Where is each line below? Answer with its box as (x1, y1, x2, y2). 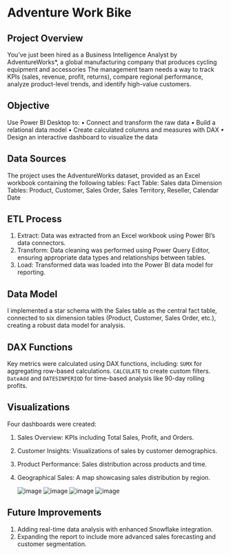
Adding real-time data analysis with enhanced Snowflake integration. (17, 525, 214, 533)
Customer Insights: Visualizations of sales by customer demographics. (17, 447, 218, 455)
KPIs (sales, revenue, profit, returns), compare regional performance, (7, 72, 203, 81)
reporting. (17, 268, 46, 277)
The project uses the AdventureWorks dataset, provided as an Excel (7, 171, 201, 179)
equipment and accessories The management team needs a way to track (7, 66, 215, 73)
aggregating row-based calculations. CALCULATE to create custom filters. (7, 367, 211, 376)
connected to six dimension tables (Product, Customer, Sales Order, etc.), (7, 314, 217, 322)
